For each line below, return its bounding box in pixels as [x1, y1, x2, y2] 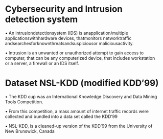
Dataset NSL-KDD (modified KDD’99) [5, 77, 159, 89]
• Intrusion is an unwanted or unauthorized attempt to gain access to [5, 50, 144, 56]
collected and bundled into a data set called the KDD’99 [5, 114, 118, 119]
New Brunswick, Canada [5, 128, 55, 134]
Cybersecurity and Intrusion [5, 3, 123, 15]
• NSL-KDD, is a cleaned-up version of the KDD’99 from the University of [5, 123, 153, 129]
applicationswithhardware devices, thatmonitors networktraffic [5, 35, 132, 41]
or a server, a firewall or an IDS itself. [5, 60, 79, 66]
